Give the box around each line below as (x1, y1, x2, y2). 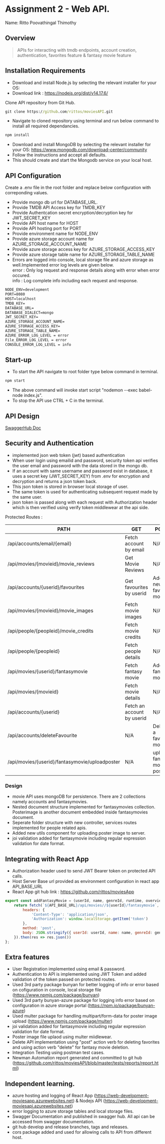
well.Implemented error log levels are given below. (12, 262, 114, 268)
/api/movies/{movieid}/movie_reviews (7, 560, 95, 567)
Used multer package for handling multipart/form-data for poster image (12, 1013, 157, 1019)
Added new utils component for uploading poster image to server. (12, 830, 146, 836)
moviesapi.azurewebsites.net (12, 1103, 72, 1109)
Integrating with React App (5, 855, 89, 863)
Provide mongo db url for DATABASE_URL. (12, 199, 98, 205)
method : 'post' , (23, 926, 56, 931)
